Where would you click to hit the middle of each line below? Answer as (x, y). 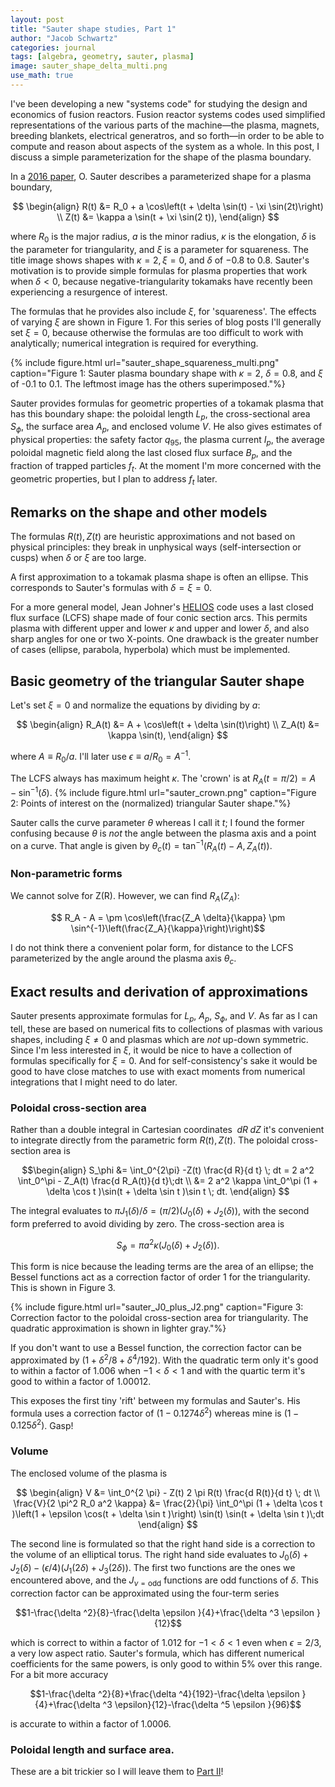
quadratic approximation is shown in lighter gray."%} (118, 1328)
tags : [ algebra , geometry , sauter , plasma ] (102, 57)
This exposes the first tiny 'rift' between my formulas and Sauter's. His (155, 1401)
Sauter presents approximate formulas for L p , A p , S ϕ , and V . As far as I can (164, 1017)
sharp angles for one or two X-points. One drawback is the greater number (164, 639)
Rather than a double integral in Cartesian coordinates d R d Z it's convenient (167, 1130)
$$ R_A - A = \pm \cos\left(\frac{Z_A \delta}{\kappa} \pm (168, 917)
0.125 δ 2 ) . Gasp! (42, 1424)
